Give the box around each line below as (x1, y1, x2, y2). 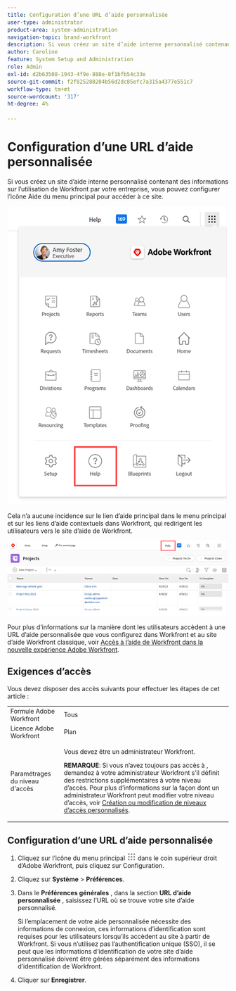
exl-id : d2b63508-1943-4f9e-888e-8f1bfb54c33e (7, 70, 146, 77)
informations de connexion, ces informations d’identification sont (17, 925, 206, 933)
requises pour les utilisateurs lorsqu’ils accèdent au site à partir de (17, 933, 211, 941)
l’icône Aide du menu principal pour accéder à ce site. (7, 192, 164, 201)
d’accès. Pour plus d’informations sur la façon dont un (63, 783, 220, 792)
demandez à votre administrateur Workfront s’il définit (63, 769, 220, 777)
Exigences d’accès (7, 666, 91, 678)
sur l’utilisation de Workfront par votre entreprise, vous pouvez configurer (7, 184, 221, 193)
